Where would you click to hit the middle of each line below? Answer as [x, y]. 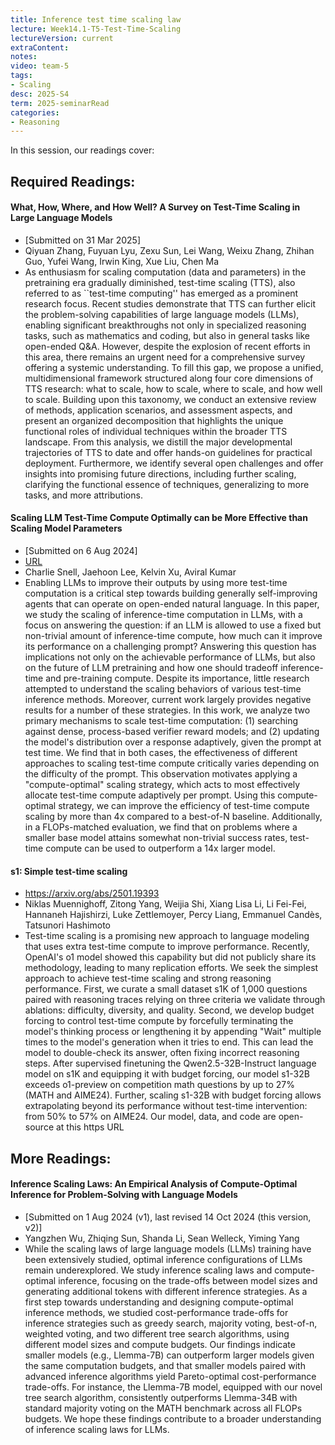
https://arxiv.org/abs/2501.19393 [92, 893]
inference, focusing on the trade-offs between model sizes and [188, 1280]
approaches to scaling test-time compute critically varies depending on [172, 763]
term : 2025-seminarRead [60, 103]
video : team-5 [40, 66]
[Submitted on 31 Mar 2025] [83, 240]
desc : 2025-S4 [40, 94]
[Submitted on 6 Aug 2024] [81, 551]
